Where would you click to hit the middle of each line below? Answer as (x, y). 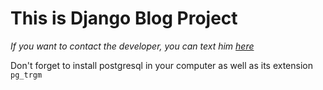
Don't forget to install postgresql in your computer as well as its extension (161, 65)
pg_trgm (26, 75)
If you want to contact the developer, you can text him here (132, 46)
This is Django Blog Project (124, 18)
